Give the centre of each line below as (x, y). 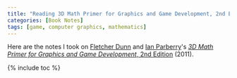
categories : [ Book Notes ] (45, 20)
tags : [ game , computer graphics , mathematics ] (77, 27)
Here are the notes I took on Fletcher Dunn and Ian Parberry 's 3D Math (110, 47)
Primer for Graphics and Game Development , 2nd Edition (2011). (101, 54)
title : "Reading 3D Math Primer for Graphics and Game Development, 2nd (116, 14)
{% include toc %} (34, 68)
